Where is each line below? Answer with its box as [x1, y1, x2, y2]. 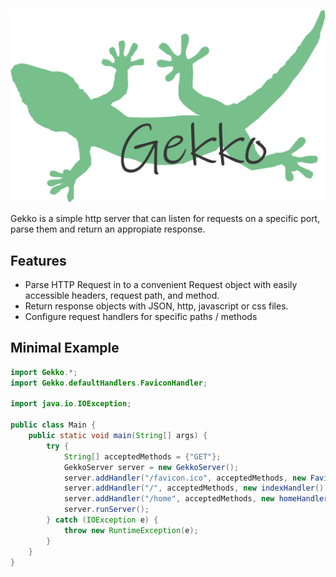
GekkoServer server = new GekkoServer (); [63, 462, 240, 472]
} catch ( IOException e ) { [46, 515, 159, 525]
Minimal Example [10, 340, 120, 357]
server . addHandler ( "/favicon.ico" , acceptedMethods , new [63, 473, 307, 483]
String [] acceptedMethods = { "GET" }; [63, 451, 222, 462]
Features [10, 252, 67, 269]
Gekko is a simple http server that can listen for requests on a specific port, [10, 213, 321, 225]
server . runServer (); [63, 505, 150, 515]
